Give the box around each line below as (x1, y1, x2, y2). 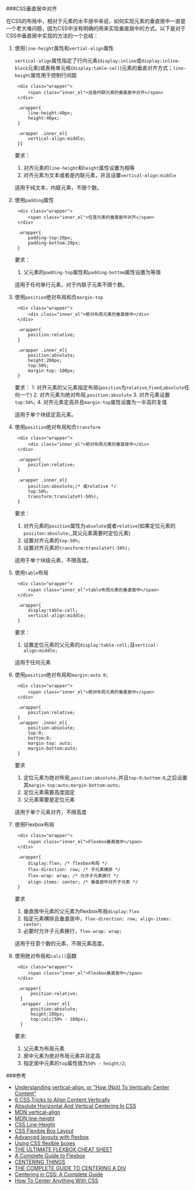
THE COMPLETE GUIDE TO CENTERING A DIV (14, 1165, 126, 1171)
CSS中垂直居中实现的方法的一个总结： (6, 32, 99, 39)
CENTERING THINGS (14, 1158, 66, 1165)
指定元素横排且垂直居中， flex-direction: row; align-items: (23, 915, 172, 922)
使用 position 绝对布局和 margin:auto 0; (14, 671, 109, 678)
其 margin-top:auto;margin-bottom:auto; (23, 781, 121, 788)
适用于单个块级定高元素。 (14, 411, 77, 418)
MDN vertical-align (14, 1109, 60, 1116)
